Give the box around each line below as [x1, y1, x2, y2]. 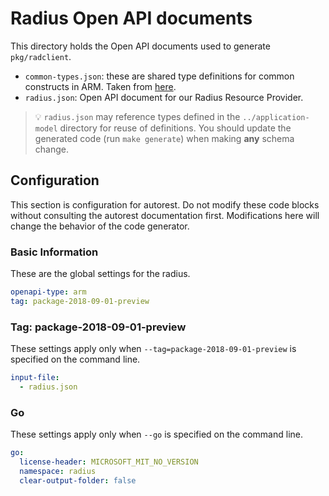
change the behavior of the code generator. [10, 220, 190, 232]
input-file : [10, 373, 60, 383]
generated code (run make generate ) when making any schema [34, 132, 295, 144]
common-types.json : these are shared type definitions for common [24, 70, 295, 82]
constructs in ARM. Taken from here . [24, 80, 177, 92]
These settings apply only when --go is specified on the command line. [10, 428, 303, 441]
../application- [242, 112, 310, 122]
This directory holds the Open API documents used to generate [10, 40, 271, 52]
